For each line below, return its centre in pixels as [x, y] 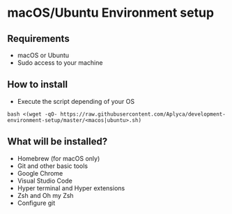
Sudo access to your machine [60, 63]
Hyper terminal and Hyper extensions [71, 188]
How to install [38, 85]
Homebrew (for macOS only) [59, 158]
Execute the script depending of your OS [76, 101]
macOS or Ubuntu [43, 55]
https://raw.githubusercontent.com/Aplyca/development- [143, 114]
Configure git [36, 203]
